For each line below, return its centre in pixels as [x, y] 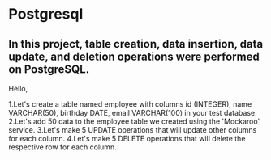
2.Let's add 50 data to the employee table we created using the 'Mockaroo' [134, 121]
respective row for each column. [62, 147]
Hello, [18, 88]
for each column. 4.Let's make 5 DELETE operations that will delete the [127, 139]
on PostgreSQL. [49, 69]
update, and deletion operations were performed [134, 56]
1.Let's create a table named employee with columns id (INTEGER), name [130, 104]
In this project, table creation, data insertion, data [136, 44]
